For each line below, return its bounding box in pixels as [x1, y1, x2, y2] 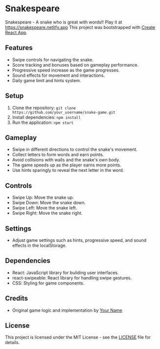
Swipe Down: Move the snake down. [12, 200, 86, 206]
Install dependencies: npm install [12, 114, 81, 120]
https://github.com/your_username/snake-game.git [12, 110, 116, 115]
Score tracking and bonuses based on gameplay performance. [12, 62, 138, 68]
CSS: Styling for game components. [12, 280, 85, 286]
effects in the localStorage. [12, 243, 67, 248]
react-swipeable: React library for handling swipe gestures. [12, 275, 132, 280]
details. [5, 340, 20, 346]
